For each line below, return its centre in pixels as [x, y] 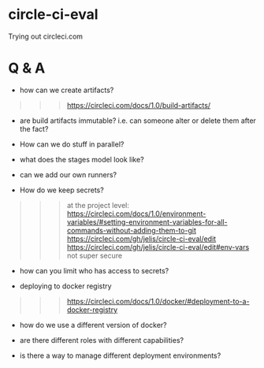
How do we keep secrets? [61, 190]
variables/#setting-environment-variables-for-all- [147, 221]
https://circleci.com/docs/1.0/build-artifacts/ [139, 105]
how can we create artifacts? [67, 90]
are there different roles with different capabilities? [101, 340]
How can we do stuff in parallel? [72, 144]
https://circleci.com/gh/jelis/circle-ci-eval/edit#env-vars [158, 247]
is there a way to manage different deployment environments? [120, 355]
